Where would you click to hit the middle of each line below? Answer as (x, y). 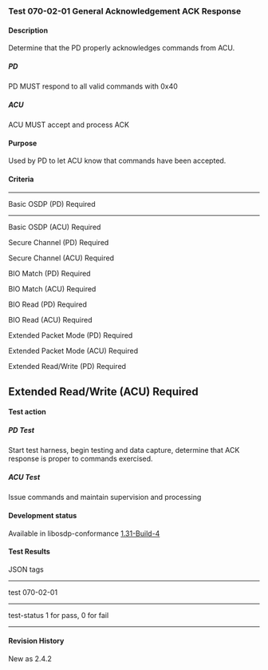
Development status (43, 515)
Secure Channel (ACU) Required (61, 258)
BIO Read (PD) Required (48, 304)
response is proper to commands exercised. (81, 459)
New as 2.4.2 (30, 659)
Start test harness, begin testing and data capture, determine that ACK (124, 450)
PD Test (21, 430)
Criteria (21, 179)
